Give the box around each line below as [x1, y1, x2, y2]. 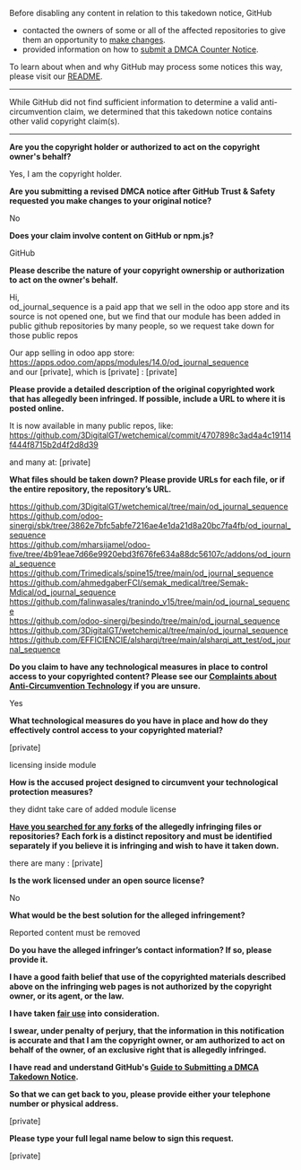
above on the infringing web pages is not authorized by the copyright [9, 982, 272, 991]
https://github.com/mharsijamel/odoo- [9, 539, 150, 550]
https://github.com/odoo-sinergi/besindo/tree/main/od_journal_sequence [9, 616, 280, 626]
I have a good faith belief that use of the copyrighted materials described [9, 972, 287, 982]
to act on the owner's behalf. [9, 275, 118, 285]
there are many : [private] [9, 858, 103, 869]
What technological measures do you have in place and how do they [9, 715, 269, 726]
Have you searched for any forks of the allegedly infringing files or [9, 821, 262, 832]
